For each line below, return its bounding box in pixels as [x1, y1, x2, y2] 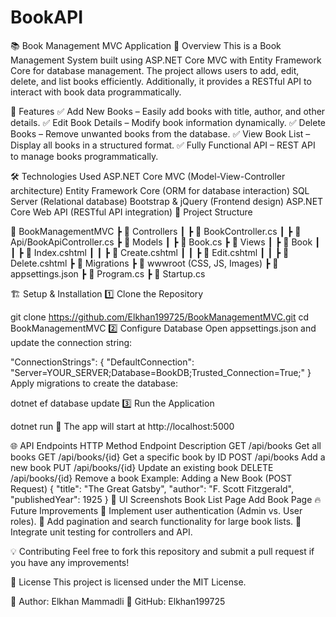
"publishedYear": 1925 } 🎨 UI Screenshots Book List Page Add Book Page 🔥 [10, 493, 322, 505]
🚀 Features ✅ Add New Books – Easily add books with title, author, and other [10, 105, 326, 117]
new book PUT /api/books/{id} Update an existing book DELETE [10, 461, 274, 473]
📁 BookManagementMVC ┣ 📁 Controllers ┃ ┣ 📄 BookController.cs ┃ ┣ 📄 [10, 225, 302, 237]
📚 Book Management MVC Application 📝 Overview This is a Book [10, 39, 282, 51]
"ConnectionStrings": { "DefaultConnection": [10, 356, 195, 368]
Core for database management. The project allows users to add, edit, [10, 64, 300, 76]
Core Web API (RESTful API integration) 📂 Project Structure [10, 206, 253, 218]
